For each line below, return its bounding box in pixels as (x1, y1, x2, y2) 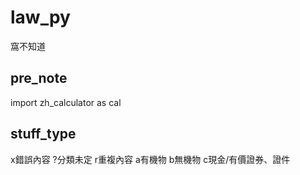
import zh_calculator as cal (10, 96, 122, 108)
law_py (10, 6, 71, 29)
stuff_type (10, 126, 77, 143)
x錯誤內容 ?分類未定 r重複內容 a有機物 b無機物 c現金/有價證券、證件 (10, 153, 291, 165)
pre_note (10, 70, 68, 87)
